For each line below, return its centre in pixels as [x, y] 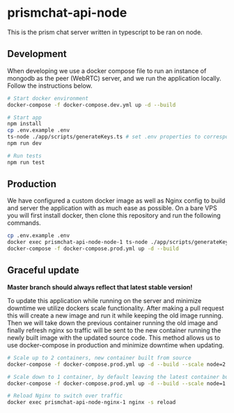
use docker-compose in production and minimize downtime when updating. [116, 345]
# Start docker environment [48, 98]
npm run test [26, 162]
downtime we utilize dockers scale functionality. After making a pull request [116, 308]
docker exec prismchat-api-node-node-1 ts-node [78, 242]
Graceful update [43, 271]
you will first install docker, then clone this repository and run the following [114, 216]
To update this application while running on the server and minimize [104, 300]
